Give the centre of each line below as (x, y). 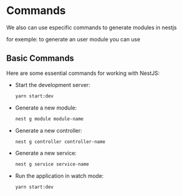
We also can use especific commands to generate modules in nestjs (92, 27)
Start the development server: (53, 85)
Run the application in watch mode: (59, 176)
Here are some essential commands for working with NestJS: (83, 73)
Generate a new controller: (48, 130)
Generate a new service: (46, 153)
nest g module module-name (49, 119)
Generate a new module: (46, 108)
